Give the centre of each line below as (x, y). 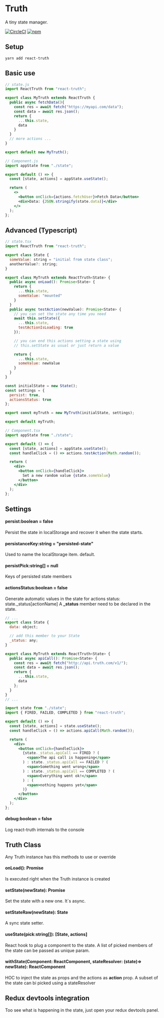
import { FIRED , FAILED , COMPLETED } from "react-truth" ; (65, 713)
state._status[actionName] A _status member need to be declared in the (78, 604)
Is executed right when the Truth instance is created (58, 879)
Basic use (20, 73)
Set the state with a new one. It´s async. (45, 901)
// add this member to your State (45, 636)
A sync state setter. (24, 923)
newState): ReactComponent (35, 967)
